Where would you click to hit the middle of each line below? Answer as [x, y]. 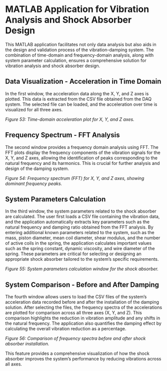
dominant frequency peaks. [34, 183]
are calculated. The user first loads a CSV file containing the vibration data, [82, 217]
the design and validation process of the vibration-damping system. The [79, 50]
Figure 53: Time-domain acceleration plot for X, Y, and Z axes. [70, 119]
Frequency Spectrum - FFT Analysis [62, 135]
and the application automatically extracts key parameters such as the [77, 222]
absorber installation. [27, 344]
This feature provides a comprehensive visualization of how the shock [77, 353]
